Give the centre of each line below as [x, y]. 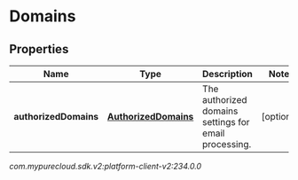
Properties [39, 49]
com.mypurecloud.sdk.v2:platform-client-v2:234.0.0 [106, 166]
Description [227, 74]
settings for [226, 122]
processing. [227, 144]
